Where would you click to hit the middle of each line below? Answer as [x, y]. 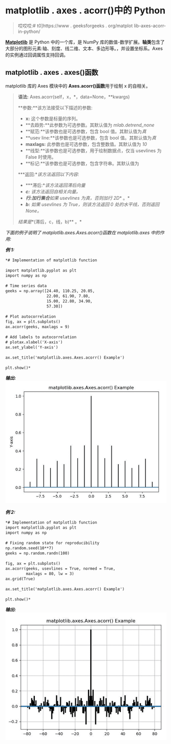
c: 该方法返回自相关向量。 [53, 191]
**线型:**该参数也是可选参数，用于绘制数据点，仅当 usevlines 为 [93, 150]
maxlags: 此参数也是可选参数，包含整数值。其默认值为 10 [86, 144]
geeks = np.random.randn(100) [38, 553]
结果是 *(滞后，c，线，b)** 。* [50, 221]
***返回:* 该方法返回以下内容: [48, 174]
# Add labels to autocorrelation [41, 337]
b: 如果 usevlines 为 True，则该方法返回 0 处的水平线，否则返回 [92, 204]
